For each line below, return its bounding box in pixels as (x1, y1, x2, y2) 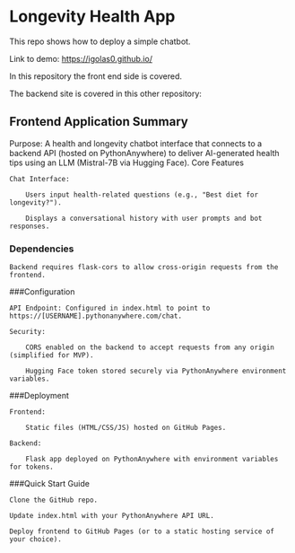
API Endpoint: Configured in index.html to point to (9, 303, 211, 313)
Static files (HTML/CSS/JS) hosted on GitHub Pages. (25, 424, 227, 433)
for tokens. (9, 462, 54, 472)
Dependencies (9, 242, 74, 255)
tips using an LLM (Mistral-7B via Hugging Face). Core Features (9, 157, 245, 168)
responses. (9, 222, 50, 231)
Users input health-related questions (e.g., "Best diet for (25, 190, 258, 199)
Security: (9, 328, 47, 337)
